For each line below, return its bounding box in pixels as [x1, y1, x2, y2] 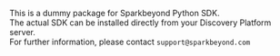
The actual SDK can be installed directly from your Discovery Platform [9, 17, 272, 28]
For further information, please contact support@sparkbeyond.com [9, 36, 251, 47]
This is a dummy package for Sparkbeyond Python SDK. [9, 8, 220, 18]
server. [9, 27, 36, 37]
